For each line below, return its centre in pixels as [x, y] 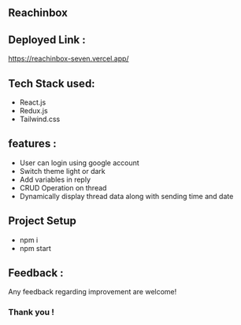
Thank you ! [32, 312]
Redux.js [34, 111]
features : [32, 144]
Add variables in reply [55, 179]
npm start [35, 248]
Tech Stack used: [52, 83]
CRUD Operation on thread [63, 187]
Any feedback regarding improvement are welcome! [93, 292]
